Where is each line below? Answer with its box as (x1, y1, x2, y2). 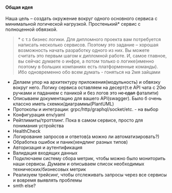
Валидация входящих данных (12, 150, 78, 156)
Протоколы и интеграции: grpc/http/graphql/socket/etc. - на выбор (12, 106, 159, 112)
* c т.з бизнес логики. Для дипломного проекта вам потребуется (17, 36, 161, 43)
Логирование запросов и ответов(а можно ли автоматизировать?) (12, 133, 160, 140)
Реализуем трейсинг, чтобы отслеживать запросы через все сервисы (12, 172, 167, 178)
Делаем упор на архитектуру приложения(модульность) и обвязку (12, 79, 161, 85)
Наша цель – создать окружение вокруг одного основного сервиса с (5, 15, 158, 22)
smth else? (12, 183, 36, 189)
